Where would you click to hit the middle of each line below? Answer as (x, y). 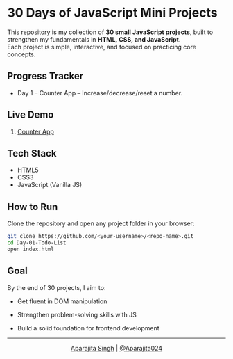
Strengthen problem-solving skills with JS (77, 314)
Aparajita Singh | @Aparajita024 (116, 348)
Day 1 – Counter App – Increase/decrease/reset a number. (100, 93)
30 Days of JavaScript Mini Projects (112, 13)
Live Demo (31, 115)
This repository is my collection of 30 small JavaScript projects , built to (110, 32)
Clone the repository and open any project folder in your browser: (101, 223)
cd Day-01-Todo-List (37, 243)
